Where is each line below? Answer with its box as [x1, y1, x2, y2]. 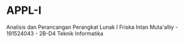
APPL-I [6, 4, 42, 17]
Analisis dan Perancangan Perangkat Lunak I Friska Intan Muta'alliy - [6, 23, 178, 31]
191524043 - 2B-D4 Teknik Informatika [6, 29, 104, 37]
